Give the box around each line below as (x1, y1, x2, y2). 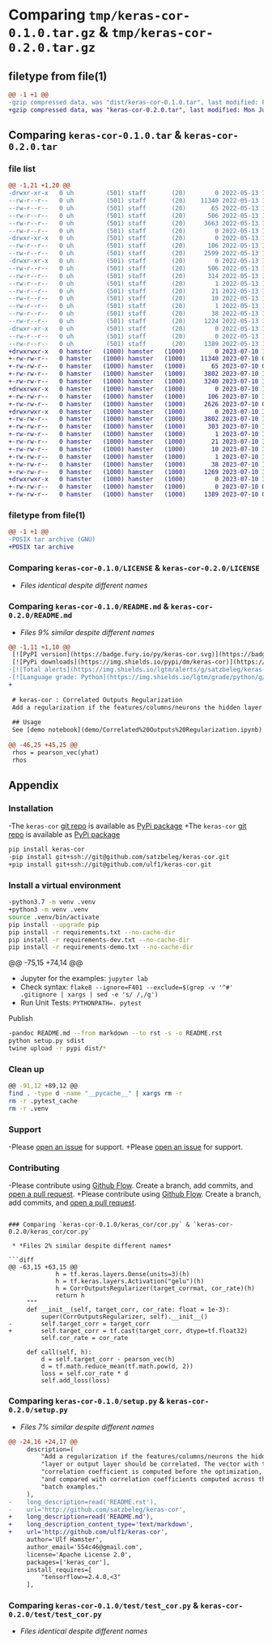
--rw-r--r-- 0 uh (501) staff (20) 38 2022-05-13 (8, 310, 259, 318)
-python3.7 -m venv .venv (8, 898, 96, 907)
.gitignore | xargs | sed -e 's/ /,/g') (19, 991, 159, 999)
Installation (8, 802, 54, 813)
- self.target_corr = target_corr (8, 1320, 151, 1328)
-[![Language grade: (8, 673, 79, 681)
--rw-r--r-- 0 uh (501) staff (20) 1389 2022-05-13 (8, 339, 259, 348)
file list (8, 163, 36, 174)
